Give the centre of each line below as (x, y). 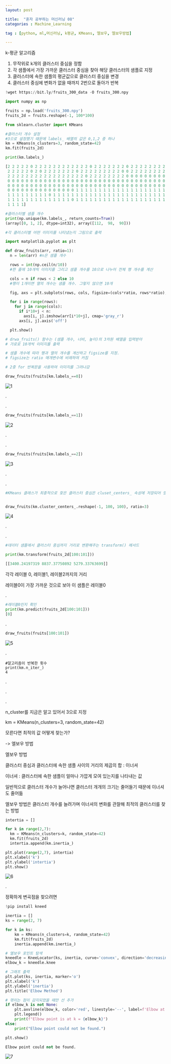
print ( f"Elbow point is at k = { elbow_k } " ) (61, 1019)
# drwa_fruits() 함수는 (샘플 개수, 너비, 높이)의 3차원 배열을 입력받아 (74, 339)
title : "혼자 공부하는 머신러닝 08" (40, 19)
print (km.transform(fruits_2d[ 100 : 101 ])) (50, 555)
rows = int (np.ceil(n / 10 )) (38, 265)
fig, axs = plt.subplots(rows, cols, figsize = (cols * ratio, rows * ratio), (89, 293)
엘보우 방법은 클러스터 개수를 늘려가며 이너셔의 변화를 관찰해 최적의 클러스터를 (83, 804)
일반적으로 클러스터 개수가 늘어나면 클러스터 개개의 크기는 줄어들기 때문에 (78, 787)
